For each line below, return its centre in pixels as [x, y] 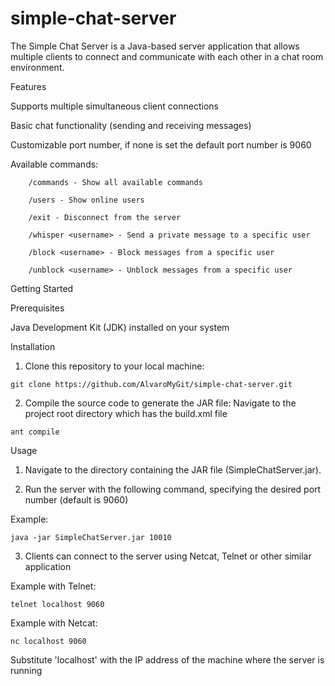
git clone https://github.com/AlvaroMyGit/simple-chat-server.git [151, 384]
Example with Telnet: [53, 586]
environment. [37, 67]
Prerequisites [37, 308]
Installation [33, 346]
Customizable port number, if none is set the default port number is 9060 [161, 144]
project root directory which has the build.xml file [126, 413]
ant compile [35, 432]
